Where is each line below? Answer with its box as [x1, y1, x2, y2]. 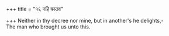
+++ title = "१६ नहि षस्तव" [6, 6, 64, 12]
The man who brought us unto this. [6, 23, 91, 30]
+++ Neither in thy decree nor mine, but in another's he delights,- [6, 17, 164, 24]
